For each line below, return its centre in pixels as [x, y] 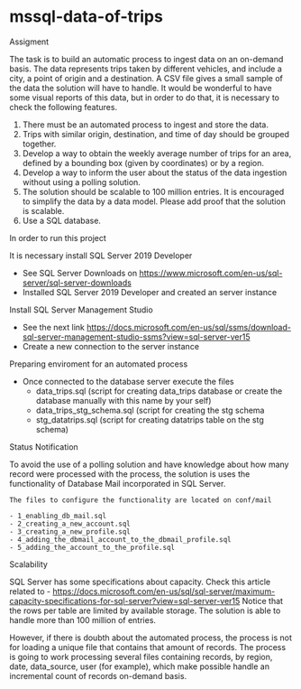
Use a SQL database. [62, 220]
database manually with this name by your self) [123, 400]
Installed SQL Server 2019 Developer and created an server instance [150, 292]
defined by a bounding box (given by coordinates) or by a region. [143, 163]
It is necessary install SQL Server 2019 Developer [101, 256]
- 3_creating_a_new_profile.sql [70, 531]
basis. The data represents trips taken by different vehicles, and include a [146, 69]
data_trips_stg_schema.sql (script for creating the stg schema [150, 410]
